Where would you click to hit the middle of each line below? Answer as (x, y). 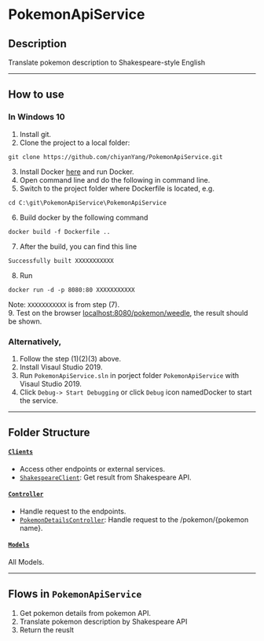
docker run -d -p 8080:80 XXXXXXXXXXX (71, 290)
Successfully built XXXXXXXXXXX (61, 261)
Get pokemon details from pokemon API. (85, 613)
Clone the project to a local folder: (75, 143)
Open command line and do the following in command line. (115, 180)
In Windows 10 (37, 117)
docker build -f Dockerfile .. (59, 232)
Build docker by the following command (84, 217)
